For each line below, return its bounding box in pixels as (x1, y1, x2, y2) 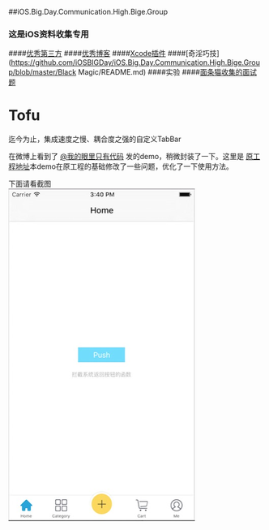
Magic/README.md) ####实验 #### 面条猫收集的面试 (78, 67, 258, 77)
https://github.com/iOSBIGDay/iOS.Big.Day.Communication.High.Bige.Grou (11, 58, 261, 67)
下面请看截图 (8, 179, 51, 189)
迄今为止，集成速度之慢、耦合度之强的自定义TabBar (8, 134, 181, 144)
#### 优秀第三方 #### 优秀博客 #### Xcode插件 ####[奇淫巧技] (8, 49, 220, 58)
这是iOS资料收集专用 (8, 28, 89, 40)
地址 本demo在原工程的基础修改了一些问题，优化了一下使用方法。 (15, 162, 233, 171)
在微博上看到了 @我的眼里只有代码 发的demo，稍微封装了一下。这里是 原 (8, 152, 254, 162)
